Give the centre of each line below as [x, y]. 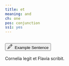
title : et [15, 9]
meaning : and [18, 14]
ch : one [13, 18]
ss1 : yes [14, 27]
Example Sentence [32, 47]
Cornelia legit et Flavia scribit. [35, 58]
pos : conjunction [23, 23]
